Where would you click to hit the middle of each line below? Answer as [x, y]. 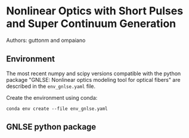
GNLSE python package [51, 127]
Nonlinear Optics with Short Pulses [95, 11]
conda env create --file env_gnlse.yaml [57, 109]
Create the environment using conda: [52, 97]
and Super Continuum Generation [91, 24]
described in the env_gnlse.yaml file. [51, 86]
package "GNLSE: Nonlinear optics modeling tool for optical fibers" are [93, 79]
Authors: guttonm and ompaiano [46, 40]
